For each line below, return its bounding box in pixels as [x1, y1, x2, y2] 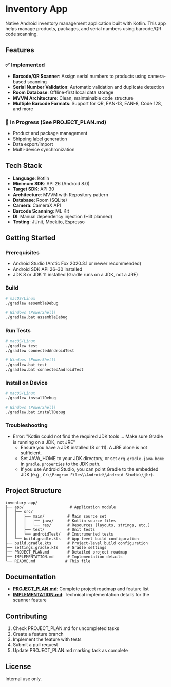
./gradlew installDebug [5, 395, 56, 400]
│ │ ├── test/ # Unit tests [5, 527, 96, 532]
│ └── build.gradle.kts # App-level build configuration [5, 536, 139, 541]
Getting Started [5, 234, 56, 242]
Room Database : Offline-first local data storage [12, 89, 114, 96]
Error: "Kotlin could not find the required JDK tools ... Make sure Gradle [12, 433, 163, 440]
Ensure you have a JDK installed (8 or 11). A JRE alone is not [20, 444, 147, 450]
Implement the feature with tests [12, 636, 82, 642]
